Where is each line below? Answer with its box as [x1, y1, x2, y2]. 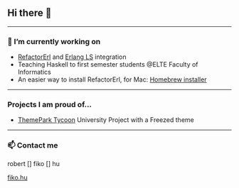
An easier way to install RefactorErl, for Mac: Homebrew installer [17, 75, 208, 84]
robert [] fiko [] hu [7, 159, 60, 167]
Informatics [17, 68, 51, 77]
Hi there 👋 [7, 7, 52, 19]
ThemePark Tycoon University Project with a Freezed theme [17, 116, 194, 124]
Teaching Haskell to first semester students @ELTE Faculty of [17, 60, 198, 69]
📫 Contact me [7, 140, 58, 150]
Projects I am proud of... [7, 100, 92, 110]
